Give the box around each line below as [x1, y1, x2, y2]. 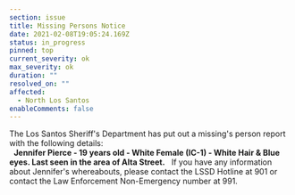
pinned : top [9, 46, 54, 55]
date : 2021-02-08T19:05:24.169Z [9, 29, 130, 38]
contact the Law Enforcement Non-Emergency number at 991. [9, 175, 239, 187]
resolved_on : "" [9, 79, 70, 88]
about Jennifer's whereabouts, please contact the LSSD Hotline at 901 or [9, 167, 278, 177]
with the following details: [9, 138, 104, 149]
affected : [9, 87, 46, 96]
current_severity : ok [9, 54, 90, 63]
